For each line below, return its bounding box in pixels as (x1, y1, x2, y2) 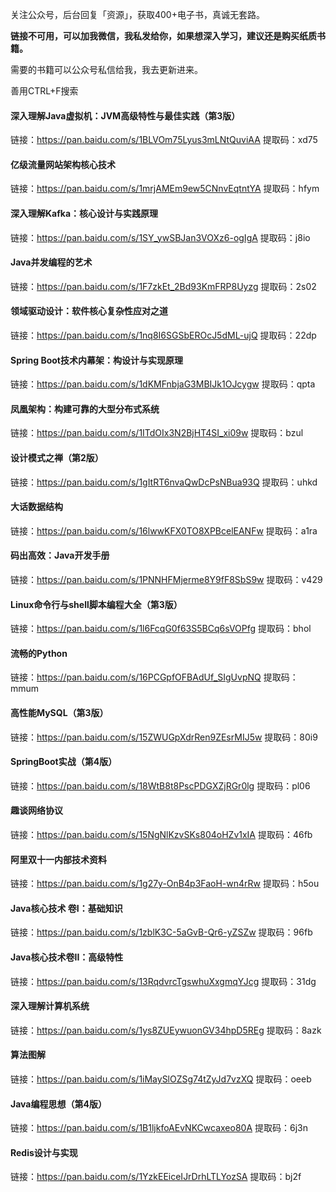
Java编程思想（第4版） (10, 1098, 107, 1110)
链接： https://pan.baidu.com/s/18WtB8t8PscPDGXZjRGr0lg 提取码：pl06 (10, 779, 311, 792)
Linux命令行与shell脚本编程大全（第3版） (10, 598, 183, 610)
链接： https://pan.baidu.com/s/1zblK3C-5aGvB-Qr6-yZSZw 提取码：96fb (10, 926, 313, 938)
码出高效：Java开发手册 (10, 549, 110, 562)
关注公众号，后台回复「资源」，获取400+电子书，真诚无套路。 (10, 9, 265, 20)
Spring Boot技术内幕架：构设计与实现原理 (10, 354, 183, 366)
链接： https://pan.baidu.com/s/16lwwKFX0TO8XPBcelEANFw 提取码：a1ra (10, 524, 318, 537)
